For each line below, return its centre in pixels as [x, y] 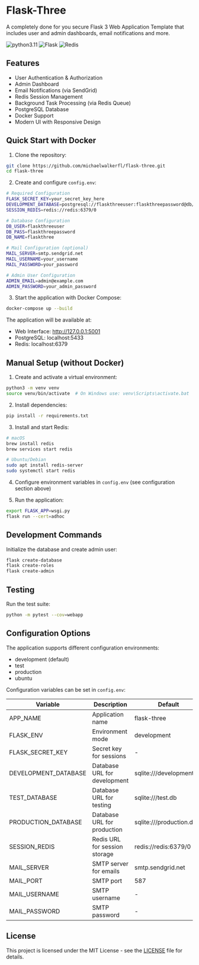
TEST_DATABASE [33, 797]
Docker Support [34, 115]
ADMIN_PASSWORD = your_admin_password [51, 286]
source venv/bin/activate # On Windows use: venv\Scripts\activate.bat [98, 393]
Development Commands [54, 535]
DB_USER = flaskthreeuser [36, 226]
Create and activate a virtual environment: [66, 377]
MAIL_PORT [26, 881]
